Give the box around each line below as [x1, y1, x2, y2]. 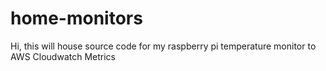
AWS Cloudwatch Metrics [10, 50, 116, 62]
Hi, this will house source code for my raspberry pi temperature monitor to [10, 40, 317, 52]
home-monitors [10, 7, 143, 30]
